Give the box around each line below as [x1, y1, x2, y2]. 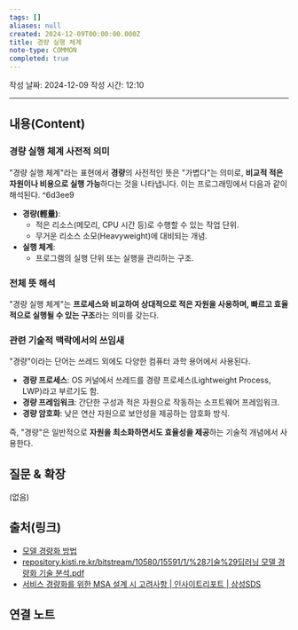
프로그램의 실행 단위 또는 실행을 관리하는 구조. [35, 252, 194, 263]
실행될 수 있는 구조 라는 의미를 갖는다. [32, 310, 160, 320]
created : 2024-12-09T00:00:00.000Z [9, 29, 141, 38]
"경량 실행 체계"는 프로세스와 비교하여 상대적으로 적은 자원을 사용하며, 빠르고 [9, 298, 273, 309]
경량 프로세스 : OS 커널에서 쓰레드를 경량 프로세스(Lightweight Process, [21, 374, 271, 386]
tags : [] [9, 12, 42, 22]
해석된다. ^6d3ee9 [9, 189, 74, 200]
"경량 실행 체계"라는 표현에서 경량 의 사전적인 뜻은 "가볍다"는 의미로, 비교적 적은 [9, 167, 284, 177]
